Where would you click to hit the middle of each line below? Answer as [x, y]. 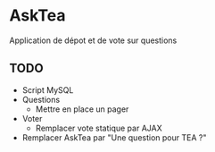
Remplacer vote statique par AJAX [99, 128]
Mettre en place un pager [82, 109]
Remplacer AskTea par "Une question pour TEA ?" [114, 137]
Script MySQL [48, 89]
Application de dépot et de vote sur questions [93, 40]
